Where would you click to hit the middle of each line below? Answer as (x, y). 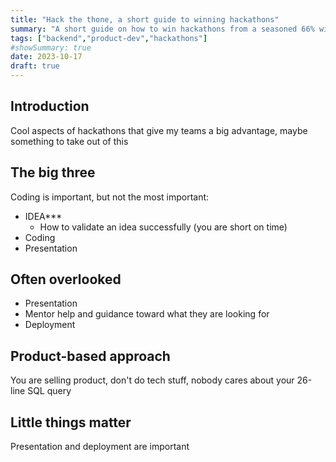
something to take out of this (69, 141)
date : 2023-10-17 (46, 57)
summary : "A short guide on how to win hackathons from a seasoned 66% (162, 29)
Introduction (50, 106)
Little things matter (71, 422)
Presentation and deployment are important (100, 447)
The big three (53, 172)
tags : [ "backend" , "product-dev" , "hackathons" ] (109, 38)
